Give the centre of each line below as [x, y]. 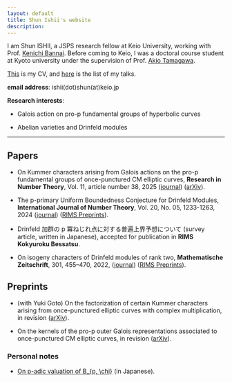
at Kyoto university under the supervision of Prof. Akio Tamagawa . [101, 61]
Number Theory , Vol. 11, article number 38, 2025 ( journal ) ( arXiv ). [111, 187]
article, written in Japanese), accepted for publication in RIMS [105, 237]
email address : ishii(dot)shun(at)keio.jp [63, 88]
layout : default [30, 13]
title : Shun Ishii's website [49, 20]
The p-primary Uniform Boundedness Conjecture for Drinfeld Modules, [118, 200]
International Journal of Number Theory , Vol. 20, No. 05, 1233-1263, [116, 208]
